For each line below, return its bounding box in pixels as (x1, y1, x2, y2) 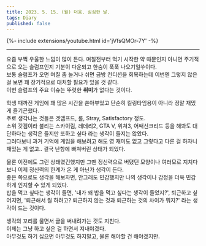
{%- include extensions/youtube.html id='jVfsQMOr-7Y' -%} (6, 37, 159, 45)
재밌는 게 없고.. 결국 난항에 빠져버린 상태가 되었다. (6, 145, 126, 153)
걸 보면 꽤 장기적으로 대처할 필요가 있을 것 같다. (6, 79, 120, 86)
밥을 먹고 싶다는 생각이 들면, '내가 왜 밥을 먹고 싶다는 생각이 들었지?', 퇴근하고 (6, 189, 191, 196)
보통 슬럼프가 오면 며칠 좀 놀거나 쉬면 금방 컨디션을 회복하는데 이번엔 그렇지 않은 (6, 71, 198, 79)
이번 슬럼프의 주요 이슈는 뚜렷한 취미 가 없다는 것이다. (6, 86, 132, 94)
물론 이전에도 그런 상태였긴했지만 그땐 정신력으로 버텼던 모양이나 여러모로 (6, 158, 182, 166)
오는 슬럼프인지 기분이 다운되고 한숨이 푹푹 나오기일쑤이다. (17, 63, 158, 71)
